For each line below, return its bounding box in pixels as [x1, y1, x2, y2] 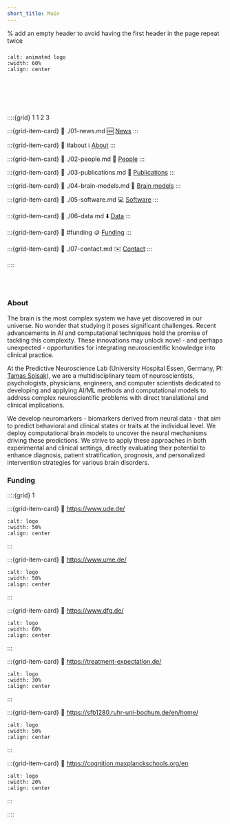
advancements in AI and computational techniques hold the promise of [7, 329, 208, 337]
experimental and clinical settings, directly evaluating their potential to [7, 443, 206, 452]
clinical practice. [7, 350, 54, 359]
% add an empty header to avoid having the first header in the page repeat [7, 29, 220, 37]
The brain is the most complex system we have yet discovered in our [7, 314, 202, 322]
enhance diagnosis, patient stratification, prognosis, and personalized [7, 450, 205, 459]
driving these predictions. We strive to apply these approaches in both [7, 436, 207, 444]
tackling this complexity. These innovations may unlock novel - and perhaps [7, 336, 223, 344]
